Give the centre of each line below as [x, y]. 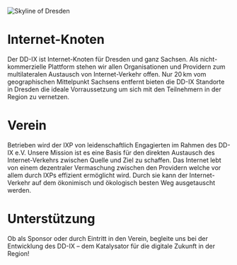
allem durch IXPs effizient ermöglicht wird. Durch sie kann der [98, 175]
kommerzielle [27, 67]
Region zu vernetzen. [38, 96]
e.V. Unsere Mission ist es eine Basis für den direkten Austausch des [115, 152]
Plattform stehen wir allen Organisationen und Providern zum [137, 67]
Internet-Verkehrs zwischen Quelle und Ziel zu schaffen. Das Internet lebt [114, 160]
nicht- [209, 59]
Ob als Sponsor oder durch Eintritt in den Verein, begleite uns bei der [108, 238]
